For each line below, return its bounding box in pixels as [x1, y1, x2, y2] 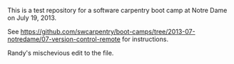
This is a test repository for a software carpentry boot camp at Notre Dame [7, 6, 228, 14]
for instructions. [122, 35, 169, 43]
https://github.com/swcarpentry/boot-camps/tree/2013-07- [20, 28, 195, 36]
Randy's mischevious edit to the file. [7, 49, 114, 57]
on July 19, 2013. [7, 14, 57, 22]
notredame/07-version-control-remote [7, 35, 121, 43]
